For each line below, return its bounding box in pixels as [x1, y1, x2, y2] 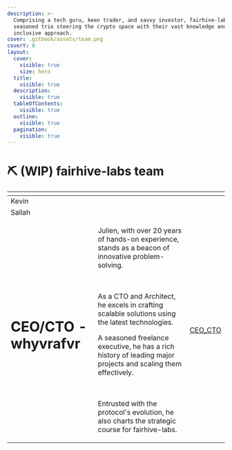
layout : [7, 49, 30, 56]
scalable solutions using [97, 309, 176, 318]
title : [13, 74, 32, 82]
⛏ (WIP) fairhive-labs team [7, 163, 164, 179]
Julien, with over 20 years [97, 226, 182, 235]
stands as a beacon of [97, 243, 170, 253]
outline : [13, 113, 39, 120]
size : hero [19, 68, 51, 75]
